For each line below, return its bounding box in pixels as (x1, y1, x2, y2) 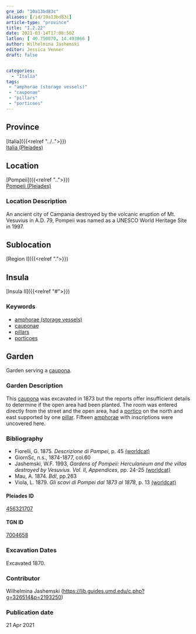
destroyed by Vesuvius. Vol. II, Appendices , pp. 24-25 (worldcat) (14, 467, 171, 473)
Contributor (6, 574, 40, 582)
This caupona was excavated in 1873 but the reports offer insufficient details (6, 395, 191, 402)
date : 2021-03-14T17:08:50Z (6, 30, 75, 36)
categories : (6, 68, 35, 74)
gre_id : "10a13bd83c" (6, 8, 59, 15)
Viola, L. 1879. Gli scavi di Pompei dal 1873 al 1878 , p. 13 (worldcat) (14, 479, 177, 486)
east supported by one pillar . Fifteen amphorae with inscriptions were (6, 413, 174, 420)
